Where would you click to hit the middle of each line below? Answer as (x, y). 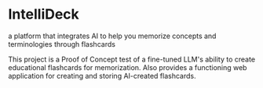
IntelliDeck (44, 14)
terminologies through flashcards (62, 44)
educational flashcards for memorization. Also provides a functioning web (128, 67)
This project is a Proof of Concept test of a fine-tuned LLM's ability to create (132, 59)
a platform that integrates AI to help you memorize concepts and (112, 36)
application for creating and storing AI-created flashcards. (102, 76)
